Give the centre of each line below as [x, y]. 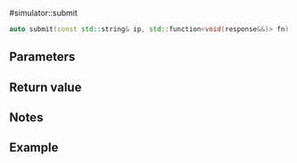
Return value [45, 87]
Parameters [42, 57]
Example [34, 147]
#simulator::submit [44, 13]
